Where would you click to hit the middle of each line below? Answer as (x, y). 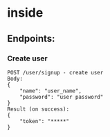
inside (25, 13)
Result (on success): (38, 109)
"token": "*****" (45, 121)
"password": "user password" (62, 97)
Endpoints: (31, 39)
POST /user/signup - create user (55, 72)
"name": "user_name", (51, 91)
